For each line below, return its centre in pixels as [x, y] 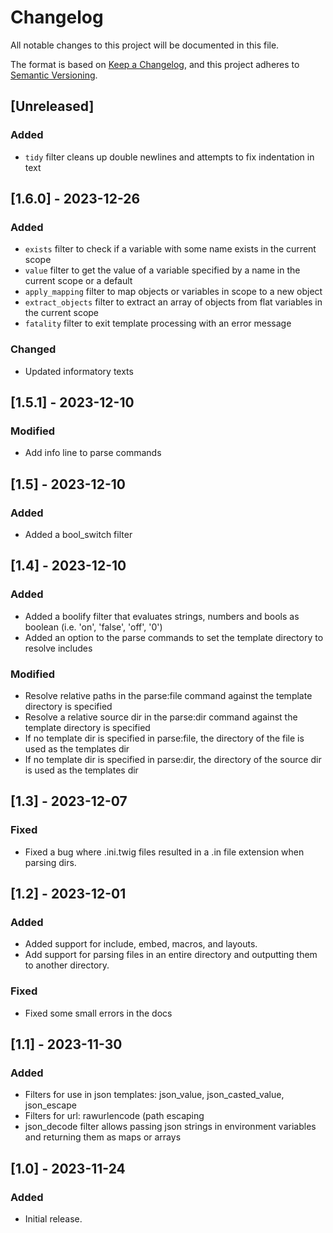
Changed [33, 349]
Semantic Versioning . [54, 75]
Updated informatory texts [79, 371]
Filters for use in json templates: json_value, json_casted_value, [154, 1095]
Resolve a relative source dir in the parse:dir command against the [161, 717]
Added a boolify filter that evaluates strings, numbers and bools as [162, 616]
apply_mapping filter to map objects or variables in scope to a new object [173, 292]
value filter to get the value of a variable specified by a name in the [162, 270]
